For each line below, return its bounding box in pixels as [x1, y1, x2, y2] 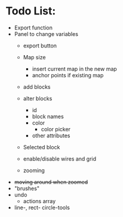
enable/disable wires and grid [23, 155, 97, 162]
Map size [23, 53, 46, 61]
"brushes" [14, 185, 40, 192]
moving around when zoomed [14, 178, 88, 185]
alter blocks [23, 95, 53, 102]
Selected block [23, 143, 60, 150]
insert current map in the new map [32, 65, 117, 73]
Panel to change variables [14, 30, 79, 37]
